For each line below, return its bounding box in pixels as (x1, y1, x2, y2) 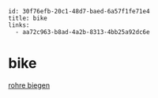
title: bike (8, 14, 47, 22)
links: (8, 21, 30, 29)
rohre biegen (8, 80, 50, 90)
